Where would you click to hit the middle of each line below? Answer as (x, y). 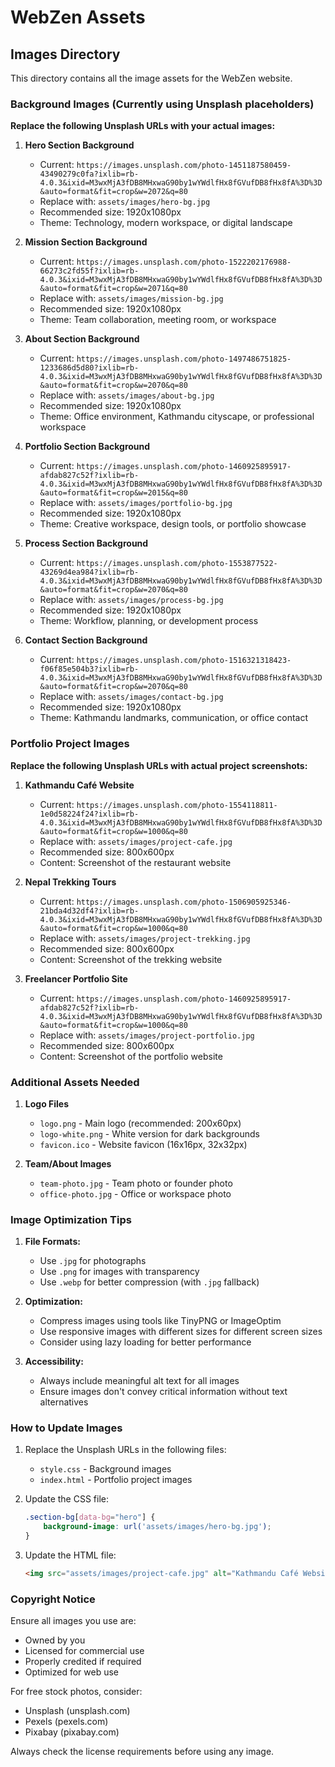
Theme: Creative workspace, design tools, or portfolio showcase (173, 524)
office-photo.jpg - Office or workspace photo (135, 1193)
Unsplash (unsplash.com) (77, 1711)
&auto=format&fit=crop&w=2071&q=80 (113, 289)
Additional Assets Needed (75, 1082)
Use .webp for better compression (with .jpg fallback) (149, 1282)
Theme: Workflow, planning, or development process (149, 621)
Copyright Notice (53, 1599)
